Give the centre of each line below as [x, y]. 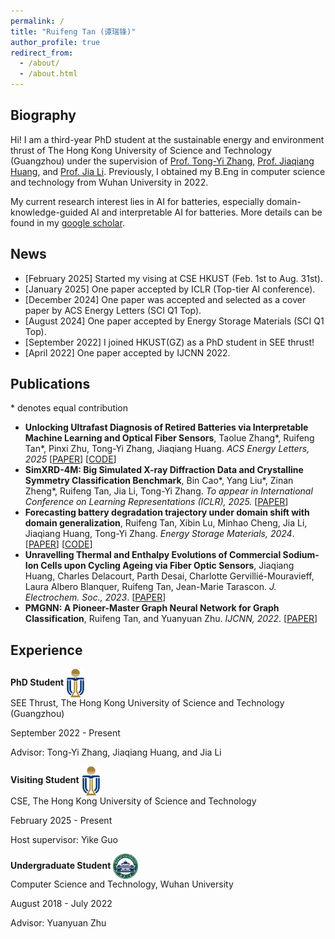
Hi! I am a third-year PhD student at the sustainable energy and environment [167, 139]
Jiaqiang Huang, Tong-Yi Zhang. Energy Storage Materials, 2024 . [159, 534]
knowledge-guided [49, 212]
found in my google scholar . [67, 222]
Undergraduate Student [61, 865]
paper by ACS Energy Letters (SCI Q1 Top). [113, 310]
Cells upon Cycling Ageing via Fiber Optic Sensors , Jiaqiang [167, 566]
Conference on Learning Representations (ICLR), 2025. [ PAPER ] [156, 502]
